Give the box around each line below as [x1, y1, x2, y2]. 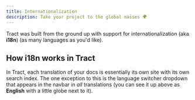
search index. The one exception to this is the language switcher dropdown [6, 75, 188, 82]
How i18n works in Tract [6, 53, 95, 63]
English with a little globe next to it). [6, 87, 93, 94]
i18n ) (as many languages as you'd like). [6, 36, 104, 43]
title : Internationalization [6, 8, 77, 15]
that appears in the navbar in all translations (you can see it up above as [6, 81, 180, 88]
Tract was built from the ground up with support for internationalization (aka [6, 30, 189, 37]
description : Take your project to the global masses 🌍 [6, 14, 148, 20]
